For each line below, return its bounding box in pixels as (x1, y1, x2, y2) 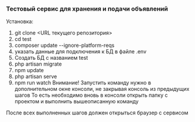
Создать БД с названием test (14, 55, 88, 62)
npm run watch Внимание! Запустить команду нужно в (14, 79, 151, 86)
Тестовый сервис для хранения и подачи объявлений (6, 5, 168, 13)
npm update (14, 67, 44, 74)
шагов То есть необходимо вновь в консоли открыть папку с (14, 91, 168, 99)
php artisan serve (14, 73, 57, 80)
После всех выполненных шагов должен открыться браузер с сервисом (6, 109, 189, 116)
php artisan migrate (14, 60, 62, 67)
